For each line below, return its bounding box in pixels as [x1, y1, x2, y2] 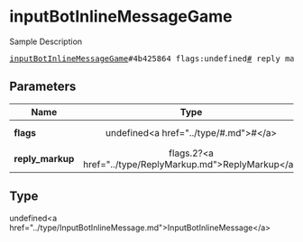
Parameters [9, 79, 77, 94]
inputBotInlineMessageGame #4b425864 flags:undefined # [9, 53, 252, 64]
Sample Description [9, 36, 83, 47]
